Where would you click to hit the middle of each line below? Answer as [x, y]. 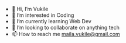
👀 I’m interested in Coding [43, 15]
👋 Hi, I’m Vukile [30, 9]
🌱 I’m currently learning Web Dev [52, 21]
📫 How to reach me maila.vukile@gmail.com [66, 34]
